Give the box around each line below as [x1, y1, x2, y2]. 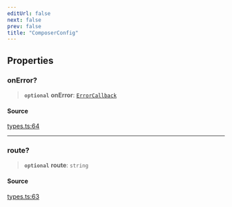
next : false [7, 17, 41, 23]
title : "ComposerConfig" [7, 29, 79, 36]
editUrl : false [7, 10, 51, 17]
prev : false [7, 23, 41, 30]
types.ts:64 [7, 122, 40, 131]
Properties [7, 54, 54, 66]
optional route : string [23, 161, 88, 169]
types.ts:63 [7, 192, 40, 200]
